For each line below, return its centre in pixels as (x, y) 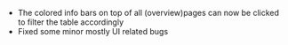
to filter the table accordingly (71, 22)
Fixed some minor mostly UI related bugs (93, 31)
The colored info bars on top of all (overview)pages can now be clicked (148, 13)
